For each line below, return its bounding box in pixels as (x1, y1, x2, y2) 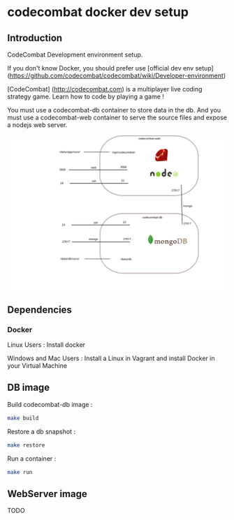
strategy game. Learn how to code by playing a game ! (7, 92, 164, 101)
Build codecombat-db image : (7, 400, 93, 408)
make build (7, 415, 39, 422)
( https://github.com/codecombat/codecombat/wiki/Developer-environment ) (7, 71, 226, 80)
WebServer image (7, 488, 87, 500)
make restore (7, 441, 45, 449)
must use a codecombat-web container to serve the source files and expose (7, 113, 227, 121)
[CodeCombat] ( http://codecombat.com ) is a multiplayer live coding (7, 85, 203, 93)
